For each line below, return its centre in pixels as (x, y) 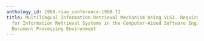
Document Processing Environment (54, 29)
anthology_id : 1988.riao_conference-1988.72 (63, 12)
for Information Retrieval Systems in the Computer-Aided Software (99, 23)
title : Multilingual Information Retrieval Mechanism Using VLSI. (92, 17)
